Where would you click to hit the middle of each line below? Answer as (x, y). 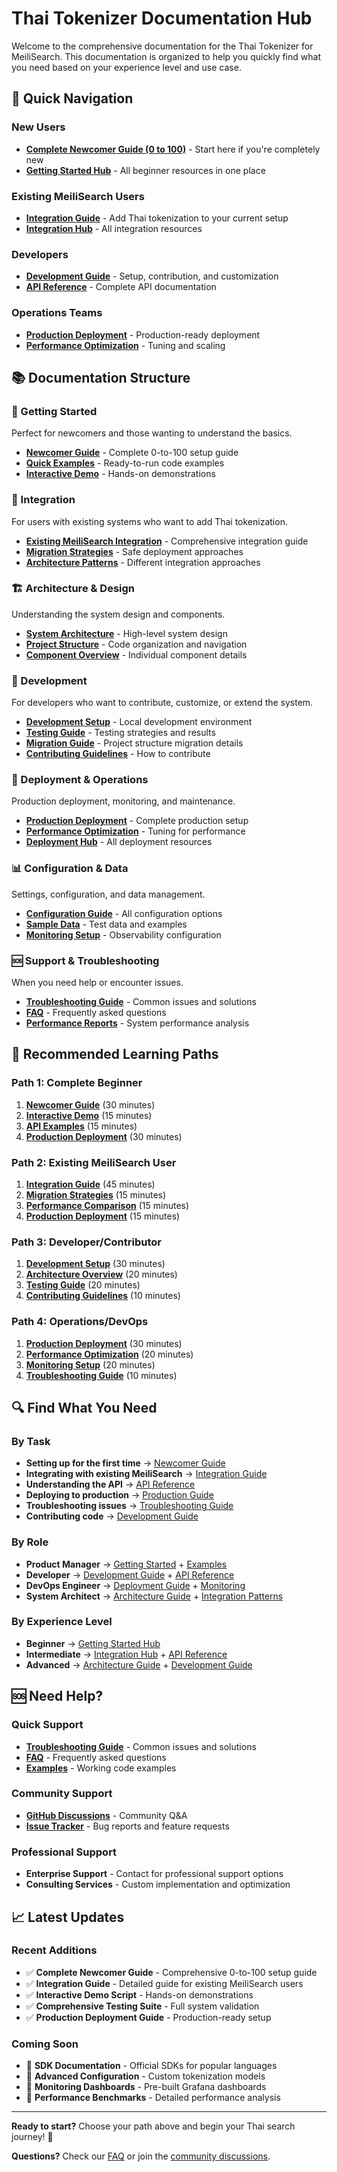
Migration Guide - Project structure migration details (134, 743)
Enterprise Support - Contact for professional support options (154, 1874)
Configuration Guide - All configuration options (124, 913)
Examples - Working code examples (101, 1768)
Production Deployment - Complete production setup (137, 821)
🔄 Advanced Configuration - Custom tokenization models (145, 2076)
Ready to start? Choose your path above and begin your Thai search (153, 2126)
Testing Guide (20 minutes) (83, 1285)
